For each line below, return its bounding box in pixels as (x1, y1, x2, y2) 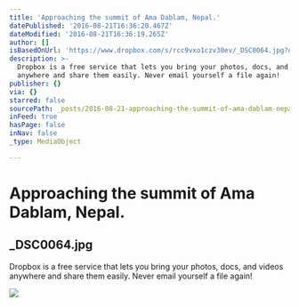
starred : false (9, 95, 66, 105)
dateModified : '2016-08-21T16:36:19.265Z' (9, 29, 169, 38)
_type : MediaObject (9, 137, 82, 146)
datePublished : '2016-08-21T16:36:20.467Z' (9, 21, 174, 30)
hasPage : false (9, 121, 66, 130)
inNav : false (9, 129, 58, 138)
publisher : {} (9, 79, 62, 88)
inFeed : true (9, 112, 58, 121)
